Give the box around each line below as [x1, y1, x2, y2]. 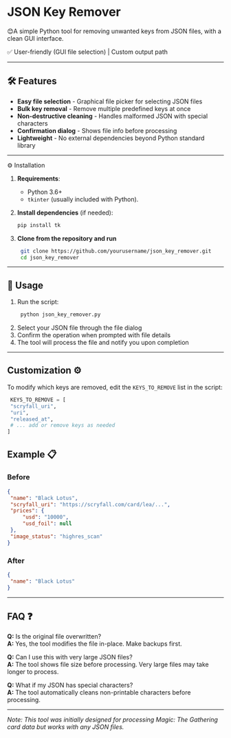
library [16, 141, 36, 149]
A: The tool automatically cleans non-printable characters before [7, 688, 191, 697]
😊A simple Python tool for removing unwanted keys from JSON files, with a [7, 27, 222, 35]
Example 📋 [7, 448, 57, 460]
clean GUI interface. [7, 34, 64, 42]
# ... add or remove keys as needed [10, 422, 115, 429]
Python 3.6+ [27, 188, 63, 196]
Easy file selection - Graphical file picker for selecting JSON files [16, 97, 203, 106]
